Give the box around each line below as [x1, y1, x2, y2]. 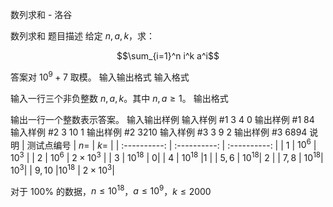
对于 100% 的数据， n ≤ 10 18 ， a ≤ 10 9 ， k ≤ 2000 [10, 183, 212, 197]
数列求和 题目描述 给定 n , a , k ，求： [10, 30, 156, 42]
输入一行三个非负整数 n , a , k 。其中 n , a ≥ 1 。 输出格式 [10, 92, 229, 104]
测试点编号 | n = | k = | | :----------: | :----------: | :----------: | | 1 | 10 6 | [26, 137, 317, 151]
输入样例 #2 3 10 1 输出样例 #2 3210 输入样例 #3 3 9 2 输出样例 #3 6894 [10, 126, 308, 138]
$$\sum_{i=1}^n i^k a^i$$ [116, 50, 220, 62]
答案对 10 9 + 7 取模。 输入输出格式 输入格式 [10, 69, 190, 83]
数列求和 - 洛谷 [10, 9, 73, 20]
